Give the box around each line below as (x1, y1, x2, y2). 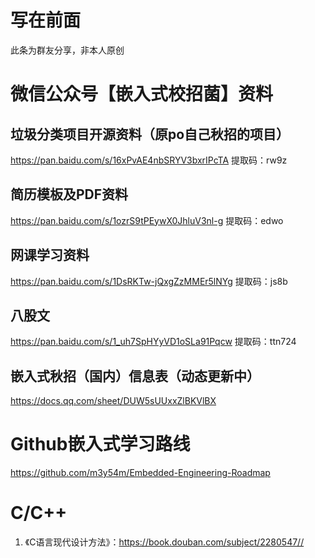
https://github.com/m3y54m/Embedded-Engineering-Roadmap (10, 467, 271, 479)
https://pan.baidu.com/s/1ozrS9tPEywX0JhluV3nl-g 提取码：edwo (10, 214, 284, 226)
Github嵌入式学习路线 (10, 433, 191, 456)
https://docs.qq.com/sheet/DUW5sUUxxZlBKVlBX (10, 395, 217, 407)
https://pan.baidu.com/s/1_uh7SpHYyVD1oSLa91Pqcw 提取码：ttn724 (10, 336, 297, 348)
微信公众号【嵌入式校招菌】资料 (10, 83, 274, 106)
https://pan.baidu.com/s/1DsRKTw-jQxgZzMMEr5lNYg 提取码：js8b (10, 275, 288, 287)
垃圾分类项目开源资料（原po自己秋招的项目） (10, 126, 290, 143)
